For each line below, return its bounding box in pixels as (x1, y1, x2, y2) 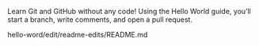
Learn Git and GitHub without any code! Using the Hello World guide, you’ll (7, 7, 251, 16)
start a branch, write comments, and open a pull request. (7, 15, 193, 24)
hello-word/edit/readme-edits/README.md (7, 30, 148, 39)
